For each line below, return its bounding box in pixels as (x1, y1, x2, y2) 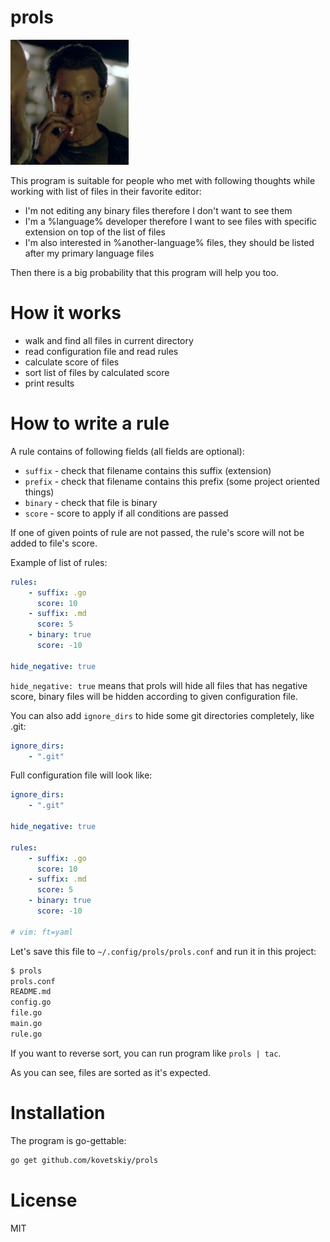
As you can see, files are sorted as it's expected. (10, 1066, 212, 1078)
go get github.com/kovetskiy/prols (10, 1155, 159, 1165)
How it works (10, 302, 122, 325)
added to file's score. (10, 537, 98, 549)
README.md (10, 987, 52, 997)
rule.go (10, 1029, 43, 1039)
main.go (10, 1019, 43, 1029)
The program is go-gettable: (10, 1134, 127, 1146)
